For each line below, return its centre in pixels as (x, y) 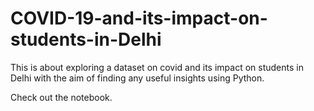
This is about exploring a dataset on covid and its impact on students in (157, 67)
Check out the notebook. (61, 97)
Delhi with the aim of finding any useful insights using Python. (137, 78)
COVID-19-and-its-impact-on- (139, 18)
